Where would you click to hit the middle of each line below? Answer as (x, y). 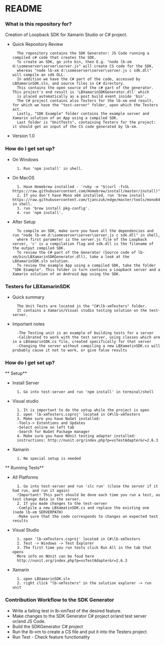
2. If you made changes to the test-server (62, 504)
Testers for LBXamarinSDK (38, 286)
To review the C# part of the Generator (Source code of (77, 252)
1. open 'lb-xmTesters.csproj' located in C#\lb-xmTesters (79, 539)
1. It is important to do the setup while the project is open (83, 410)
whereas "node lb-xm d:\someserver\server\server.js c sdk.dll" (84, 71)
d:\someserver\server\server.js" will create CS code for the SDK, (83, 66)
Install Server (26, 383)
